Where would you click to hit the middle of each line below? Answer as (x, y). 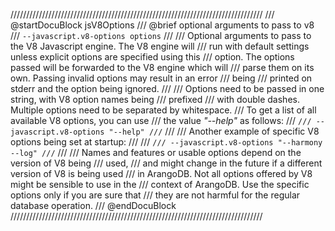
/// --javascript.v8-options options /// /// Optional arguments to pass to (161, 35)
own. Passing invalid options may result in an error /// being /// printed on (161, 78)
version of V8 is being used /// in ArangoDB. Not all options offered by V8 (161, 173)
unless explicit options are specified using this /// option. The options (152, 57)
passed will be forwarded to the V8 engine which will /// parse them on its (162, 67)
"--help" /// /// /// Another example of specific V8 (214, 131)
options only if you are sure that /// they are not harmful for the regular (155, 195)
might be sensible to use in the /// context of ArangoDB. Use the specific (160, 184)
